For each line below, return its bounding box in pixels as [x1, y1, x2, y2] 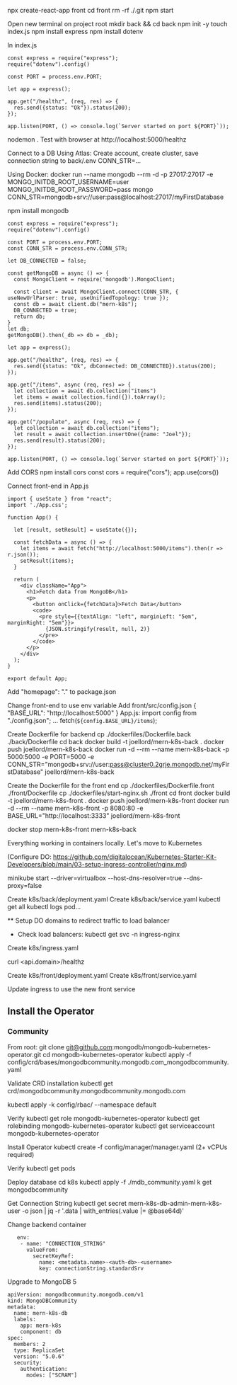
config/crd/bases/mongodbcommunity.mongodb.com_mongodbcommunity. [7, 1058, 229, 1066]
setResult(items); [20, 557, 74, 564]
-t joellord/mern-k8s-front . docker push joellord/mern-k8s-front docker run [7, 797, 229, 804]
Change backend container [7, 1220, 87, 1229]
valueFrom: [25, 1246, 59, 1253]
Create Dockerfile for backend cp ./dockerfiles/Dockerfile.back [7, 730, 191, 739]
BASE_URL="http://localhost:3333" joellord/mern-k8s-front [7, 811, 180, 820]
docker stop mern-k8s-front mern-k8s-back [7, 825, 137, 833]
